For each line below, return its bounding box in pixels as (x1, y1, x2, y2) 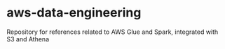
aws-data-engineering (6, 5, 142, 21)
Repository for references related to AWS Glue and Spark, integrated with (6, 28, 219, 36)
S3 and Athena (6, 35, 50, 43)
